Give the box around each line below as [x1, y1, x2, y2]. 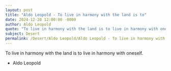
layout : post [5, 7, 33, 13]
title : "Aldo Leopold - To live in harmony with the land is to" [5, 12, 147, 17]
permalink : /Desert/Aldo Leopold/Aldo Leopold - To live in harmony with [5, 36, 165, 41]
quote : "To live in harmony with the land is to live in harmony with [5, 27, 158, 32]
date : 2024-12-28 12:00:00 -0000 [5, 17, 76, 22]
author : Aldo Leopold [5, 21, 51, 27]
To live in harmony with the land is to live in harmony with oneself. [5, 50, 144, 56]
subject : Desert [5, 31, 40, 36]
